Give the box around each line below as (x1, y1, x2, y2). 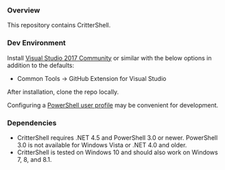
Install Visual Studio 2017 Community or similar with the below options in (7, 53, 212, 62)
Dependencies (7, 118, 57, 127)
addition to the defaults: (7, 61, 75, 69)
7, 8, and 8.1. (16, 155, 52, 163)
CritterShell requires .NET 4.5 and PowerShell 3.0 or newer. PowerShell (16, 133, 218, 142)
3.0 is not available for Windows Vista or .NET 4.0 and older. (16, 141, 187, 149)
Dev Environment (7, 38, 67, 48)
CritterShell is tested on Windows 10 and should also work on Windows (16, 148, 218, 156)
